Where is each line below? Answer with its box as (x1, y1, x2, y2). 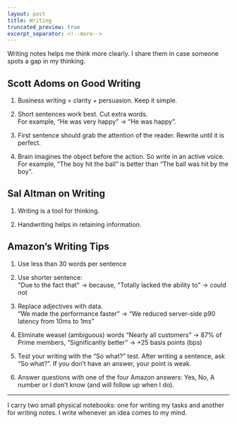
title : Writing (7, 17, 52, 24)
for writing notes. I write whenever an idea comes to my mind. (7, 408, 187, 417)
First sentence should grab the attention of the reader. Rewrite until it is (17, 131, 224, 140)
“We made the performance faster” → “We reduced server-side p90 (17, 309, 216, 318)
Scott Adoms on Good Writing (7, 77, 141, 89)
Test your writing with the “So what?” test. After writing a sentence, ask (17, 351, 226, 360)
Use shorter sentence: (17, 273, 83, 281)
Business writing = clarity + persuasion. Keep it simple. (17, 96, 178, 105)
